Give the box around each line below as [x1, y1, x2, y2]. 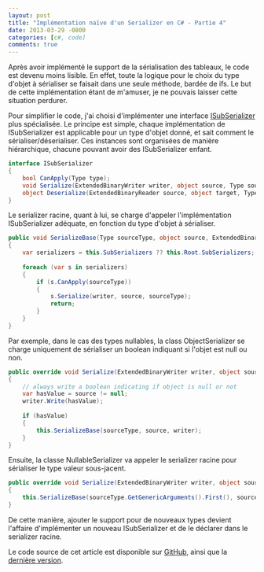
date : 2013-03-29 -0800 [8, 26, 86, 34]
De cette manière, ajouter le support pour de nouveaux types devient [8, 515, 232, 524]
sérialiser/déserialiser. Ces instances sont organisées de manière [8, 136, 219, 146]
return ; [49, 300, 76, 308]
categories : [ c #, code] [8, 33, 86, 42]
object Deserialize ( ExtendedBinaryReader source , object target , [22, 189, 241, 197]
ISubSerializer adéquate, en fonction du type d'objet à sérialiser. [8, 219, 216, 228]
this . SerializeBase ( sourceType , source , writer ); [36, 426, 202, 434]
